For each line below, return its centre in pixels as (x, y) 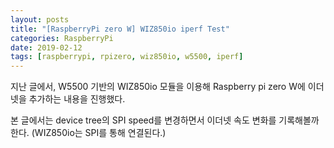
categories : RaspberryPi (62, 38)
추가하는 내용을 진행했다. (77, 99)
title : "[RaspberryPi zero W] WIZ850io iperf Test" (120, 29)
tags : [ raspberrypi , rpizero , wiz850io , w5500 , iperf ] (127, 57)
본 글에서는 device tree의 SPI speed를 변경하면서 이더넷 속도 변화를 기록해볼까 (165, 120)
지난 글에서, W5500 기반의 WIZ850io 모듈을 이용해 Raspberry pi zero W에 (158, 87)
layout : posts (40, 19)
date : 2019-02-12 (46, 47)
